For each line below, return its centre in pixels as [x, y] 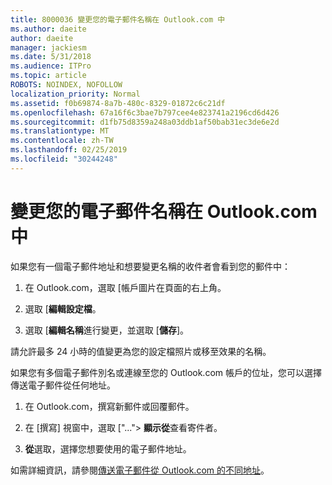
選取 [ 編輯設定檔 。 [63, 308]
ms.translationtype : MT [60, 131]
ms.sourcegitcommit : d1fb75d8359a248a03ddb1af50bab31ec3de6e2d [145, 122]
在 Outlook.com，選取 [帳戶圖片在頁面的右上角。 [125, 287]
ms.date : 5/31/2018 [51, 57]
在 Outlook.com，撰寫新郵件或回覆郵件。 [109, 406]
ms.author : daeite [48, 29]
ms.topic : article [48, 76]
